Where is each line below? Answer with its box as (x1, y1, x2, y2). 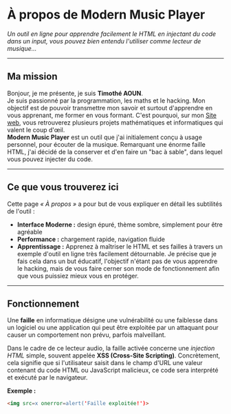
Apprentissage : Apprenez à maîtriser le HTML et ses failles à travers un (16, 242, 223, 251)
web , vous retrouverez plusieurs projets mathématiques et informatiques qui (7, 118, 223, 127)
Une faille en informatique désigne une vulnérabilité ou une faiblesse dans (7, 316, 218, 324)
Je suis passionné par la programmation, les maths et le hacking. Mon (7, 96, 206, 105)
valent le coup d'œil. (7, 125, 65, 134)
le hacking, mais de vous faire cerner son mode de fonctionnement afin (16, 264, 220, 272)
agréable (16, 227, 43, 236)
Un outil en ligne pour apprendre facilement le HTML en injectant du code (7, 30, 217, 38)
